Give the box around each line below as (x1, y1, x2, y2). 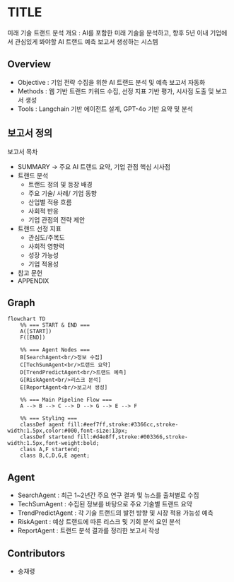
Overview (7, 58, 52, 71)
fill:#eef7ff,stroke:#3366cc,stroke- (67, 421, 179, 429)
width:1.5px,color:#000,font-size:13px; (7, 427, 129, 435)
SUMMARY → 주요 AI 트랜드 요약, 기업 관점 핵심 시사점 (17, 162, 171, 170)
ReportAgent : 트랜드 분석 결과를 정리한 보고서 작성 (17, 526, 160, 535)
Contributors (7, 547, 66, 559)
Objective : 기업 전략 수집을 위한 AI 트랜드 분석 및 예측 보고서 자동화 (17, 78, 206, 86)
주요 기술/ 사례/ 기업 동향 (28, 189, 98, 197)
